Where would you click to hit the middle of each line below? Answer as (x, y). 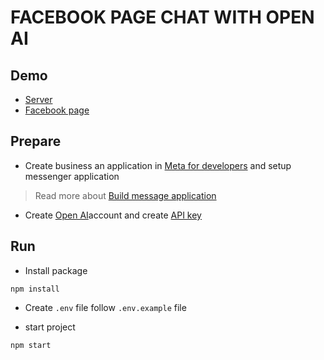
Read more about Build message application (125, 195)
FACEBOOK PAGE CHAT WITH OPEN (162, 17)
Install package (56, 270)
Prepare (36, 141)
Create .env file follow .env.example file (105, 307)
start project (50, 327)
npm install (35, 289)
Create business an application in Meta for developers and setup (158, 165)
